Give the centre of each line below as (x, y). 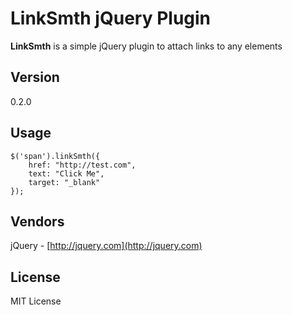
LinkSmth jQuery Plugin (111, 18)
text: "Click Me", (66, 173)
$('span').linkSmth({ (55, 156)
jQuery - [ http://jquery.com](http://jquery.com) (106, 246)
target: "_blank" (64, 182)
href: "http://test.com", (82, 165)
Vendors (37, 221)
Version (35, 77)
